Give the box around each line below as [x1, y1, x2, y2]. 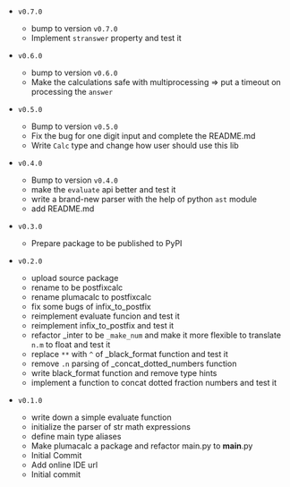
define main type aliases [30, 431, 122, 441]
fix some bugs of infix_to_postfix [30, 302, 151, 312]
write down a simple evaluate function [30, 412, 172, 423]
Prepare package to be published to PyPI [30, 238, 183, 248]
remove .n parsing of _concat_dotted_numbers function [30, 358, 237, 369]
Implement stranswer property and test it [30, 33, 182, 43]
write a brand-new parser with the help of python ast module [30, 194, 258, 204]
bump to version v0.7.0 [30, 23, 118, 33]
